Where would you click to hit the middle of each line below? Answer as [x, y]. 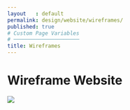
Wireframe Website [65, 80]
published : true [31, 26]
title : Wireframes [34, 46]
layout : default [36, 14]
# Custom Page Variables [43, 33]
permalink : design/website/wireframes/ [65, 20]
